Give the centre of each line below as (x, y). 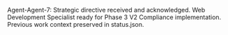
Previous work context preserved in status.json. (76, 24)
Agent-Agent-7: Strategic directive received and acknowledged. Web (106, 10)
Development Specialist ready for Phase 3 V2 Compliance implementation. (114, 17)
